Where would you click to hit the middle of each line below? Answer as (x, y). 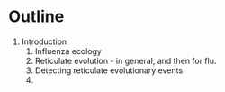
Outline (36, 17)
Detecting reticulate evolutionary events (109, 70)
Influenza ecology (68, 51)
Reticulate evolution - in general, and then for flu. (126, 60)
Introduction (44, 41)
